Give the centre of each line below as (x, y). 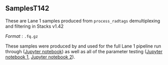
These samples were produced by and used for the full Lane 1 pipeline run (83, 46)
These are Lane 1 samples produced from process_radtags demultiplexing (83, 20)
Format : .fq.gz (22, 36)
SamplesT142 (27, 8)
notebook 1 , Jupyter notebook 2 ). (40, 57)
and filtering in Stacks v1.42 (34, 26)
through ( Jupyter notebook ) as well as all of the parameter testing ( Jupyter (84, 51)
